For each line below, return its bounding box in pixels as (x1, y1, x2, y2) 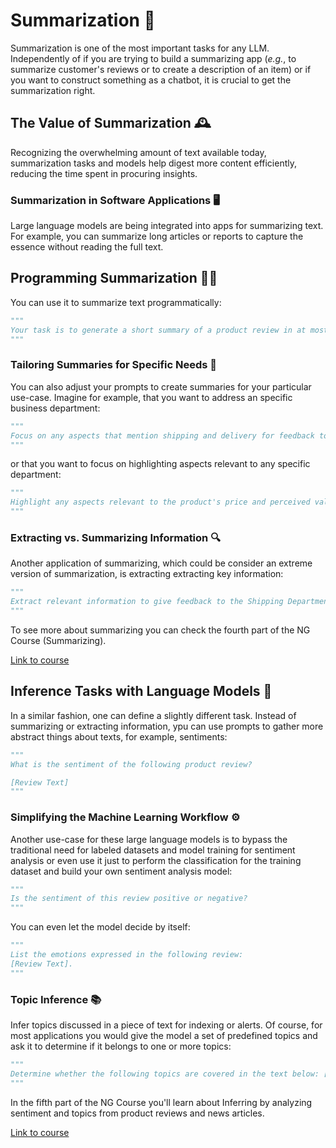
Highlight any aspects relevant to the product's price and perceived (10, 497, 311, 508)
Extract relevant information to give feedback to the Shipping (10, 597, 284, 607)
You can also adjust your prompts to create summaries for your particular (10, 380, 312, 393)
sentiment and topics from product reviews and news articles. (10, 1107, 265, 1119)
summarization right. (10, 84, 96, 96)
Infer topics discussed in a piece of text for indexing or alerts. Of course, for (10, 1019, 323, 1031)
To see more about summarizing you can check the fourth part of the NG (10, 624, 311, 636)
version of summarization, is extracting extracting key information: (10, 568, 284, 580)
